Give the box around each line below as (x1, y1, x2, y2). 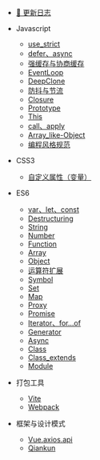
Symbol (27, 275, 54, 284)
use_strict (27, 39, 61, 49)
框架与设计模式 (15, 419, 66, 428)
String (27, 222, 48, 231)
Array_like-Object (27, 130, 86, 139)
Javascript (15, 24, 51, 33)
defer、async (27, 49, 73, 58)
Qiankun (27, 443, 56, 453)
